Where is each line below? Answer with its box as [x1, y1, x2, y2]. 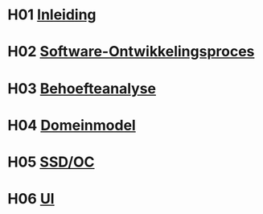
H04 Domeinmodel [7, 116, 136, 134]
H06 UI [7, 190, 55, 208]
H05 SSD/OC [7, 153, 95, 171]
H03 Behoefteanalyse [7, 79, 157, 97]
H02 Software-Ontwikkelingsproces [7, 43, 255, 61]
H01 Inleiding [7, 6, 97, 24]
